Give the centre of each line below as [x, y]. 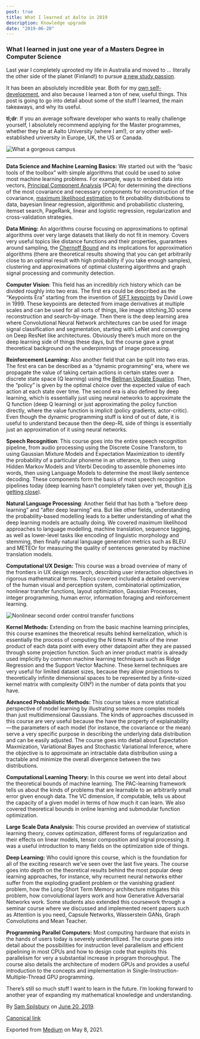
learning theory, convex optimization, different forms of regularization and [97, 833]
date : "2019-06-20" [30, 28]
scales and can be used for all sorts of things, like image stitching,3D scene [99, 310]
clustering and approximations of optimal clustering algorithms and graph [96, 266]
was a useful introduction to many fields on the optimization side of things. [98, 845]
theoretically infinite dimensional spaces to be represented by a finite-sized [99, 678]
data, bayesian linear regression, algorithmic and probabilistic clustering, [95, 204]
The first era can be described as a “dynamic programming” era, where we [98, 366]
